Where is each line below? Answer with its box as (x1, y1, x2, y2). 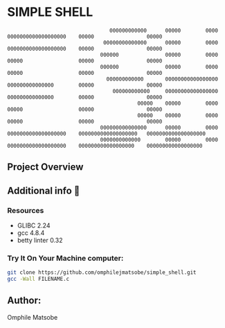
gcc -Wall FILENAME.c (7, 275, 70, 283)
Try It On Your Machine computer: (7, 253, 124, 263)
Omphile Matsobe (7, 313, 58, 321)
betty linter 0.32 (17, 236, 63, 245)
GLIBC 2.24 (17, 221, 51, 230)
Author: (7, 295, 42, 307)
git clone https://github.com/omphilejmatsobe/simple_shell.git (7, 269, 197, 276)
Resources (7, 205, 44, 215)
